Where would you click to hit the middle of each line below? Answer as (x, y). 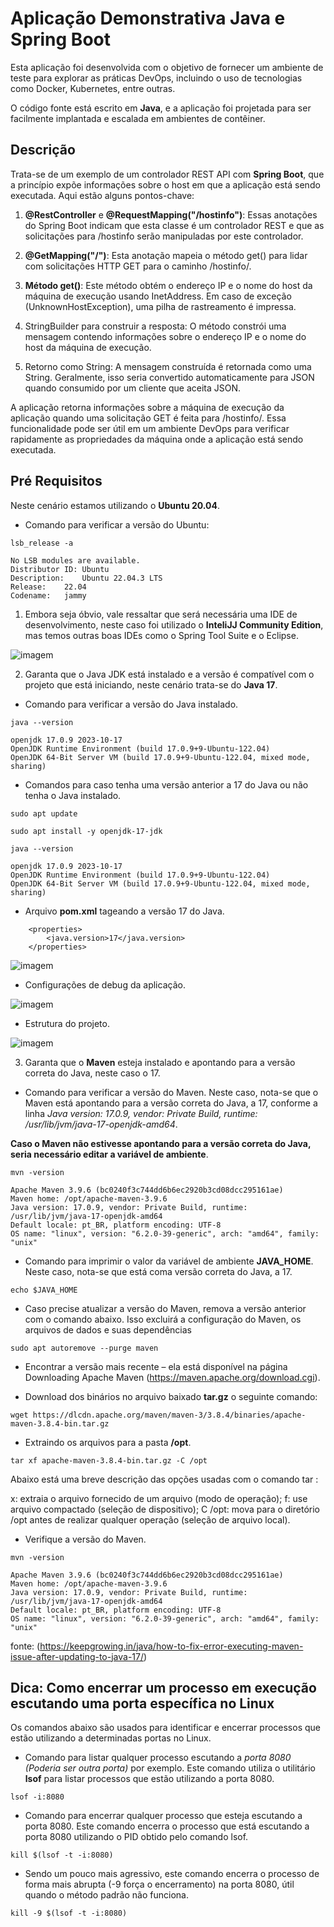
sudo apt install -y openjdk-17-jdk (86, 831)
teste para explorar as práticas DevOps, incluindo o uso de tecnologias (156, 78)
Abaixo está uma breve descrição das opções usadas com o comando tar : (164, 1479)
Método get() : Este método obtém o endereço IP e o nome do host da (168, 285)
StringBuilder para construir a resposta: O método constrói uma (155, 326)
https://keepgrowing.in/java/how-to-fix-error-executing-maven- (171, 1646)
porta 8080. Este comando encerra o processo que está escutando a (167, 1826)
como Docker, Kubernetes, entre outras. (93, 88)
